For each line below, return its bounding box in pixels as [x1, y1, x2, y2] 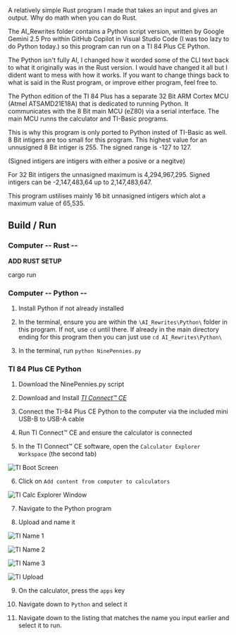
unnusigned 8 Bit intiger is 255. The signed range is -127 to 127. [8, 143, 192, 151]
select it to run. [18, 621, 62, 630]
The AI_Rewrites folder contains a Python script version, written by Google [8, 28, 225, 35]
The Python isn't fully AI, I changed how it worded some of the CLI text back [8, 56, 230, 64]
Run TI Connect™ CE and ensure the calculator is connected [18, 428, 192, 437]
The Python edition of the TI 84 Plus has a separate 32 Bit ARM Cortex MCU [8, 92, 230, 100]
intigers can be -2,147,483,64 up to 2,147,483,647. [8, 178, 153, 186]
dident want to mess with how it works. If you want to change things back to [8, 71, 230, 79]
